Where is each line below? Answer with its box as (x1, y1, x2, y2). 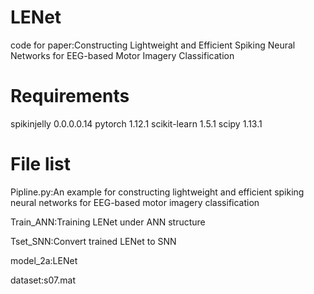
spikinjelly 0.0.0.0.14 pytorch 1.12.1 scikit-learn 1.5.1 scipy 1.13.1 (10, 117, 263, 130)
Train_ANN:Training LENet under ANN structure (10, 216, 206, 228)
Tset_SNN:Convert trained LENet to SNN (10, 235, 177, 247)
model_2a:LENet (10, 254, 78, 266)
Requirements (10, 85, 130, 108)
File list (10, 153, 72, 176)
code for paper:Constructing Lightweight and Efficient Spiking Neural (10, 39, 296, 51)
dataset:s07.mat (10, 274, 76, 286)
